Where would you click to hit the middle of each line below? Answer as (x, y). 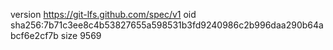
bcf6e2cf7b (34, 35)
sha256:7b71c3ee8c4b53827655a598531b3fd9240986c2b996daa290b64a (167, 25)
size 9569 (81, 35)
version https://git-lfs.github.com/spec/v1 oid (103, 14)
